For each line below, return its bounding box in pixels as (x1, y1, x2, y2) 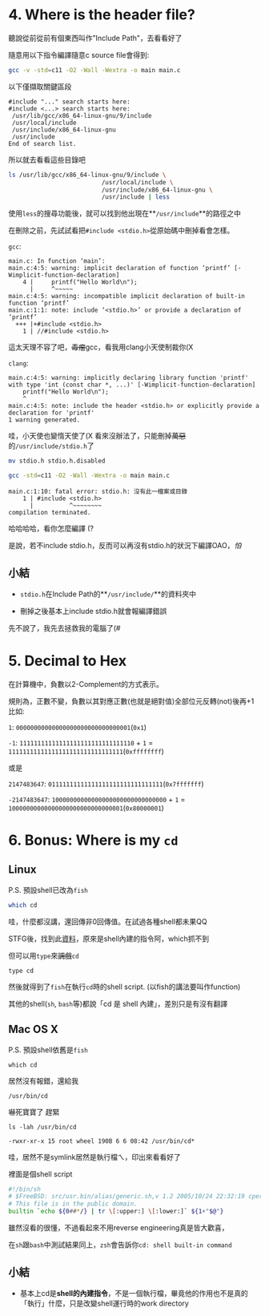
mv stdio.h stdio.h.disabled (8, 457, 106, 466)
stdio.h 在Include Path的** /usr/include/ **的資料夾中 (19, 589, 197, 599)
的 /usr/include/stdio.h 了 (8, 441, 94, 450)
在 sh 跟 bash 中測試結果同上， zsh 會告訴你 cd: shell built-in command (8, 1240, 232, 1249)
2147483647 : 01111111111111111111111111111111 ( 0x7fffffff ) (8, 779, 204, 789)
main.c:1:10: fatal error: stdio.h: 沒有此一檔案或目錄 (8, 487, 188, 496)
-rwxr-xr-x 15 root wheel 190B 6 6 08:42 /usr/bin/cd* (8, 1136, 195, 1145)
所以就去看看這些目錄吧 (8, 155, 86, 164)
